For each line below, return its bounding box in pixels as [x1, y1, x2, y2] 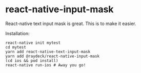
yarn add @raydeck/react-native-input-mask [5, 54, 100, 59]
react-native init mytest [5, 40, 61, 45]
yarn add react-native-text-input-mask [5, 49, 91, 54]
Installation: [5, 30, 30, 36]
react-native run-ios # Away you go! [5, 62, 86, 67]
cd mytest [5, 44, 27, 50]
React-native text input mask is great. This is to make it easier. [5, 20, 137, 27]
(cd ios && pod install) [5, 58, 58, 63]
